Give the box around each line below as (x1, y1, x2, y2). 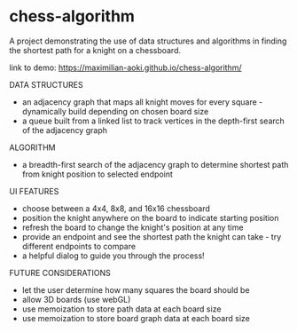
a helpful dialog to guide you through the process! (21, 250, 206, 261)
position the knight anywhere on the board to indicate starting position (21, 212, 279, 223)
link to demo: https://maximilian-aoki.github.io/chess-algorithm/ (9, 62, 242, 73)
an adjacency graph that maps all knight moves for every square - (21, 96, 263, 107)
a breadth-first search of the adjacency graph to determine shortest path (21, 159, 289, 170)
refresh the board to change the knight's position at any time (21, 222, 244, 233)
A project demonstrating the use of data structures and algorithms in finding (9, 36, 287, 46)
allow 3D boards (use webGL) (21, 294, 131, 304)
